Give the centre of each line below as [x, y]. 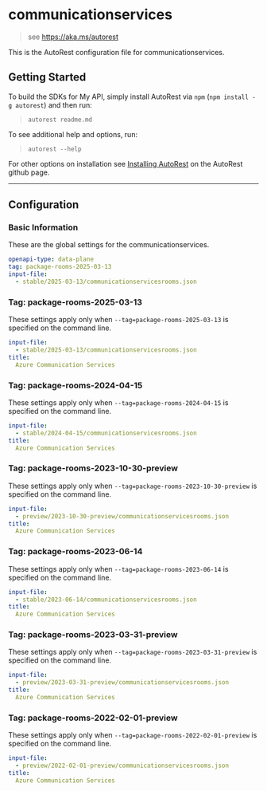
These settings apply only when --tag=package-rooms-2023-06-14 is [118, 569]
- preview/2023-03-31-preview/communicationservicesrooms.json [122, 683]
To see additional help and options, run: [73, 134]
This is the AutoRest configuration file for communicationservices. [116, 52]
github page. [29, 172]
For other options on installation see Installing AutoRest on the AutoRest [126, 163]
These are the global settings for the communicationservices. [109, 245]
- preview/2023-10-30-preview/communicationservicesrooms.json [122, 516]
